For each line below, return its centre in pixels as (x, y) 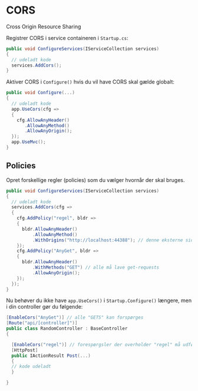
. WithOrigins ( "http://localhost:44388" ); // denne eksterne (108, 240)
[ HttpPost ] (25, 350)
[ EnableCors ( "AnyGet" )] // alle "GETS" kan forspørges (75, 318)
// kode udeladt (31, 367)
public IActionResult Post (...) (51, 356)
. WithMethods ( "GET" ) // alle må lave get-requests (96, 267)
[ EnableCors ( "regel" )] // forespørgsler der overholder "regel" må (96, 344)
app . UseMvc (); (29, 142)
